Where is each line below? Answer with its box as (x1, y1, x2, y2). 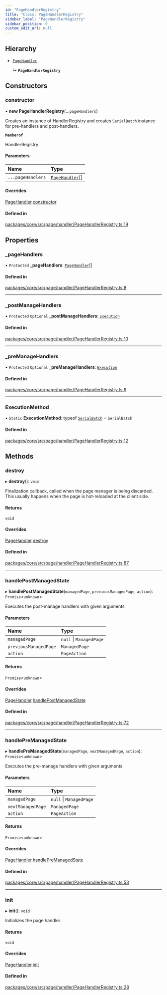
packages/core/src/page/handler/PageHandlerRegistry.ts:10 (5, 335, 128, 342)
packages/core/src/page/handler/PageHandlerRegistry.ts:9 (5, 387, 127, 393)
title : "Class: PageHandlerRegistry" (5, 12, 83, 17)
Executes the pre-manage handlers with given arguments (5, 763, 123, 769)
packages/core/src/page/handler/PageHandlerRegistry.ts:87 (5, 560, 129, 566)
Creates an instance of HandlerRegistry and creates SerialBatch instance (5, 118, 156, 124)
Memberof (5, 133, 23, 138)
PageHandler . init (5, 962, 39, 968)
